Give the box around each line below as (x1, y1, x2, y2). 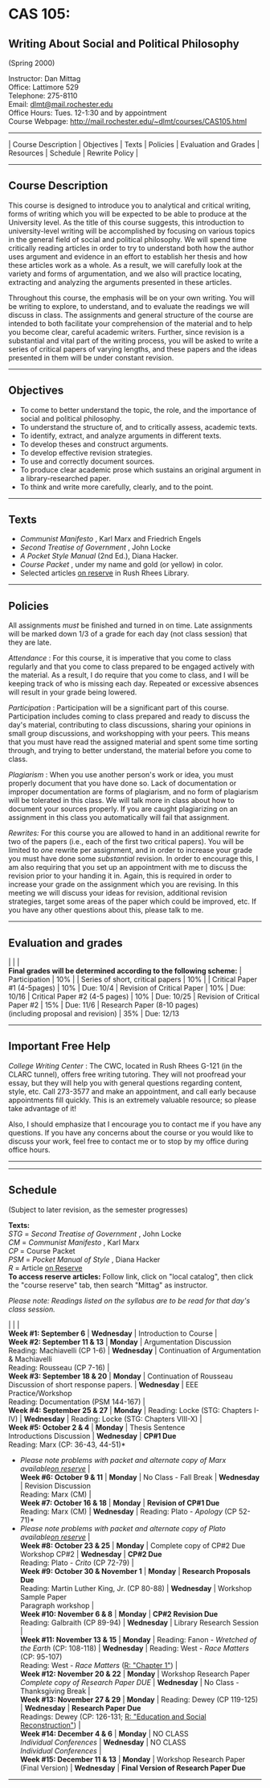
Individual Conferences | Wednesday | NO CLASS (19, 1737, 186, 1747)
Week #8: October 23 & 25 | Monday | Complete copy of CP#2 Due (19, 1540, 246, 1550)
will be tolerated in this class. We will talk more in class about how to (8, 796, 235, 805)
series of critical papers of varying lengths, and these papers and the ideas (8, 344, 257, 354)
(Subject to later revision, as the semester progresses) (8, 1205, 189, 1214)
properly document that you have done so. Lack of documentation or (8, 778, 237, 789)
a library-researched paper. (19, 473, 111, 483)
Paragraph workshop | (19, 1601, 95, 1610)
